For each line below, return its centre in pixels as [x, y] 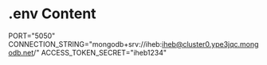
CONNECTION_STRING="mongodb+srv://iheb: [85, 44]
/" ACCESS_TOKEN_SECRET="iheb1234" [100, 52]
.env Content [53, 14]
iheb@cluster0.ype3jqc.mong [210, 44]
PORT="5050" [32, 36]
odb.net [21, 52]
